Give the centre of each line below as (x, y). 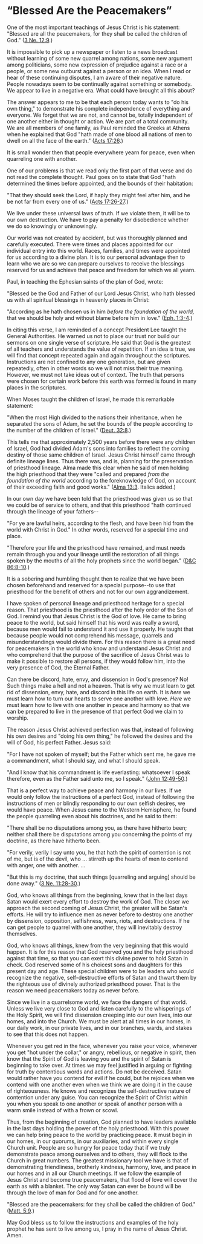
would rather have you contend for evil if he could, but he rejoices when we (101, 1078)
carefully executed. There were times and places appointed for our (90, 244)
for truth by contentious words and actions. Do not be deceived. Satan (94, 1072)
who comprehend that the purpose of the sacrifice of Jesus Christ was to (98, 654)
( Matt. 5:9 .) (21, 1211)
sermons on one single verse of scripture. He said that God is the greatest (99, 342)
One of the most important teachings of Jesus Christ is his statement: (93, 27)
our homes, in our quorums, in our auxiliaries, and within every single (93, 1141)
